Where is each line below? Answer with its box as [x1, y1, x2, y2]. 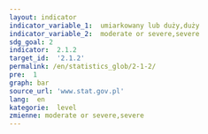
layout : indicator [9, 12, 77, 22]
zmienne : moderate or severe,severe [9, 111, 144, 120]
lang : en [9, 94, 46, 104]
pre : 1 [9, 71, 38, 79]
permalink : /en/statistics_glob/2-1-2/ [9, 63, 157, 71]
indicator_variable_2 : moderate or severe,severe [9, 29, 200, 38]
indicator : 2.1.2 [9, 46, 77, 55]
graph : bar [9, 78, 50, 87]
